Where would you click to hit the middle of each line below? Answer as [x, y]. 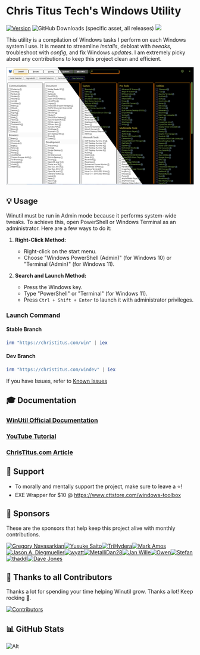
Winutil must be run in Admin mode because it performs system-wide [91, 215]
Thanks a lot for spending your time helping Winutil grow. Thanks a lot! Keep [100, 592]
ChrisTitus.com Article [40, 452]
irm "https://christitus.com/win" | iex [57, 343]
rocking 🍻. [19, 598]
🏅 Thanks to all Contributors [59, 577]
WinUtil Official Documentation [52, 420]
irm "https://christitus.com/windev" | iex [61, 370]
